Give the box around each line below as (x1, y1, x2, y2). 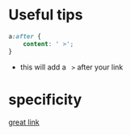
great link (8, 117, 40, 127)
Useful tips (8, 6, 83, 24)
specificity (8, 91, 82, 108)
